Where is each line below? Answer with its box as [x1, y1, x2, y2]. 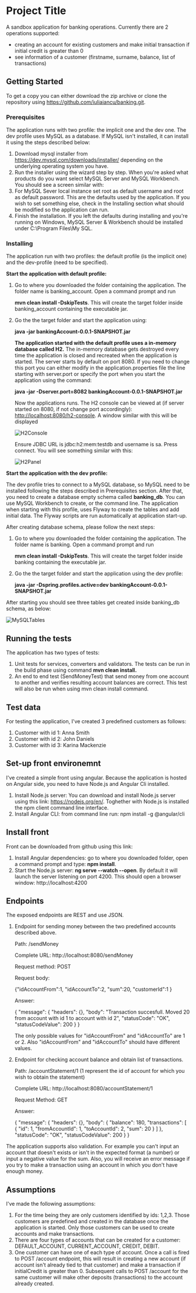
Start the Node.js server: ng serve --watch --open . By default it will [14, 867, 178, 874]
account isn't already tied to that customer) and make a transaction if [14, 1261, 181, 1268]
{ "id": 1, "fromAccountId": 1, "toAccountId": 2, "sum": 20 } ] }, [14, 1126, 163, 1133]
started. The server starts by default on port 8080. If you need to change [14, 358, 190, 365]
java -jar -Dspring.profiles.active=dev [14, 581, 109, 589]
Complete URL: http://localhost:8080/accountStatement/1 [14, 1085, 153, 1092]
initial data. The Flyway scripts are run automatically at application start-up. [6, 512, 187, 519]
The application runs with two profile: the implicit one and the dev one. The [6, 126, 187, 134]
